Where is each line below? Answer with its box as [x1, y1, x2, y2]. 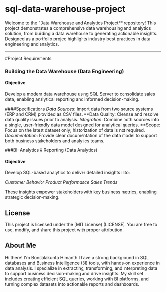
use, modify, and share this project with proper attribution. [5, 227, 124, 233]
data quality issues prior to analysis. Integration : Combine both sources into [5, 117, 159, 123]
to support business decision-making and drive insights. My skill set [5, 270, 144, 276]
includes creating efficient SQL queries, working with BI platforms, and [5, 276, 149, 282]
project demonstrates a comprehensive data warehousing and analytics [5, 25, 151, 31]
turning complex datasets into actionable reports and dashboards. [5, 281, 140, 287]
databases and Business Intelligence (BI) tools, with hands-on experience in [5, 260, 160, 266]
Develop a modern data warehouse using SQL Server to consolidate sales [5, 91, 155, 97]
